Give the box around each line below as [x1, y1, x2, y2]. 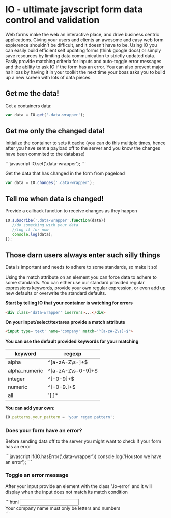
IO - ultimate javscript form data [5, 4, 144, 15]
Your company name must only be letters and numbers [5, 505, 121, 511]
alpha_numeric [8, 367, 43, 374]
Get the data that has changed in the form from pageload [5, 170, 125, 176]
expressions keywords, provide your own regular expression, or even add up [5, 285, 166, 291]
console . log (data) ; [12, 232, 53, 237]
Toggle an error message [5, 472, 69, 479]
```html [5, 499, 19, 505]
